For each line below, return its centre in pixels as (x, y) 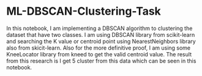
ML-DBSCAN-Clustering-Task (84, 11)
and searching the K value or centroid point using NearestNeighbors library (101, 41)
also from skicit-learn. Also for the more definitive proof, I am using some (99, 48)
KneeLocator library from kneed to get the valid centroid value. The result (99, 54)
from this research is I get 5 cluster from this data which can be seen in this (101, 61)
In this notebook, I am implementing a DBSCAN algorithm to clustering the (99, 28)
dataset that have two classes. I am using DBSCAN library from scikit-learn (101, 34)
